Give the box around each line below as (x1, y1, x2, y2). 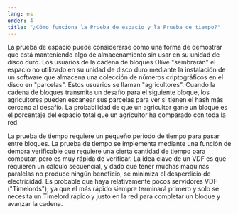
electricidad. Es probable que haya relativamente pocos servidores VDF (7, 177, 218, 186)
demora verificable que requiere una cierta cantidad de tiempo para (7, 147, 206, 156)
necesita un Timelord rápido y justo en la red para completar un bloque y (7, 192, 221, 201)
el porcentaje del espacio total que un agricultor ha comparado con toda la (7, 111, 226, 119)
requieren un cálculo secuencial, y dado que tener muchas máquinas (7, 162, 210, 171)
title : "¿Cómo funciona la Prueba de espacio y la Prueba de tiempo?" (7, 23, 221, 30)
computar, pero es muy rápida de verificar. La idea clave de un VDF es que (7, 154, 227, 163)
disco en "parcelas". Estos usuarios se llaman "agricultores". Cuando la (7, 81, 216, 89)
